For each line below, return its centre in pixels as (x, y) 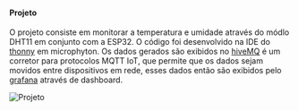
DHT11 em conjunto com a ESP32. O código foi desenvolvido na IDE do (140, 42)
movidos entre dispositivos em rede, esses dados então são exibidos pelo (145, 71)
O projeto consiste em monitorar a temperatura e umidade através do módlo (149, 32)
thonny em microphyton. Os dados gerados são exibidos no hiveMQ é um (145, 51)
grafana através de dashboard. (66, 80)
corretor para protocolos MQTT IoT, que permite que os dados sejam (136, 61)
